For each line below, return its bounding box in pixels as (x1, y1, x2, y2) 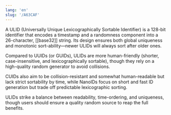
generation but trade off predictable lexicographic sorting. (5, 84, 128, 90)
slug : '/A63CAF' (5, 12, 40, 17)
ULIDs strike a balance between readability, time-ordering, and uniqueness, (5, 94, 164, 100)
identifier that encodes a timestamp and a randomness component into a (5, 32, 158, 38)
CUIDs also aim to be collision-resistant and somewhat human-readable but (5, 73, 165, 79)
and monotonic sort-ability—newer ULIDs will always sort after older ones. (5, 42, 162, 49)
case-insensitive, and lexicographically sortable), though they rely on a (5, 58, 155, 64)
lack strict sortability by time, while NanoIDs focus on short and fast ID (5, 79, 154, 85)
